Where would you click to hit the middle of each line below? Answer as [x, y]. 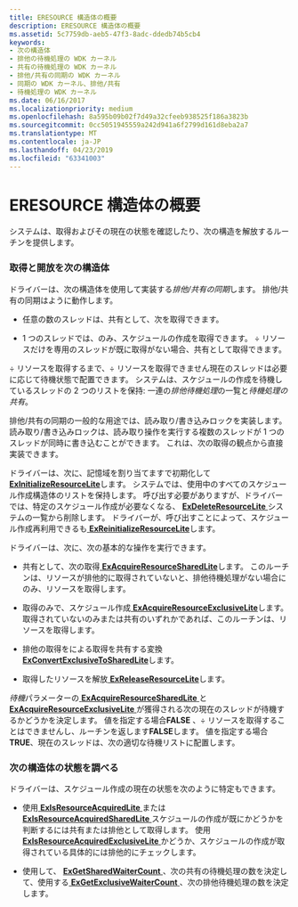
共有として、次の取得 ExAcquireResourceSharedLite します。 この [144, 566]
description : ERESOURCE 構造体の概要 [75, 26]
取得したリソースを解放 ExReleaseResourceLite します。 [125, 679]
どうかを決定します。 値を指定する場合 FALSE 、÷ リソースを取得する [151, 720]
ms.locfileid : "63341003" [57, 158]
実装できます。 [36, 453]
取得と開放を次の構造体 [59, 268]
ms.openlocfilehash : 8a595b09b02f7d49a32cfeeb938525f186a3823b [129, 117]
